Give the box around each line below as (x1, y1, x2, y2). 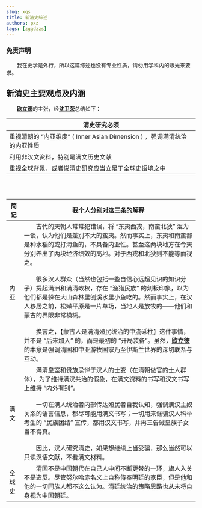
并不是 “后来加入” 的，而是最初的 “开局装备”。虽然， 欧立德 (23, 337, 191, 345)
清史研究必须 (82, 121, 119, 129)
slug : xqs (6, 8, 31, 15)
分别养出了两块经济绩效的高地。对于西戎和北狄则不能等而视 (23, 249, 192, 258)
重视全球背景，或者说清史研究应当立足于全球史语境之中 (9, 164, 167, 173)
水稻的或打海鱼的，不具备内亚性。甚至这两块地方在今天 (35, 240, 192, 249)
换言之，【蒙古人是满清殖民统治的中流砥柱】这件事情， (35, 328, 189, 336)
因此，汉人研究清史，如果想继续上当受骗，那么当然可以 (35, 444, 192, 453)
